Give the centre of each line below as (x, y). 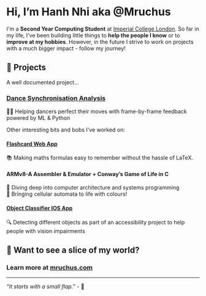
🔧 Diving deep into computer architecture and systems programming (93, 188)
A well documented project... (43, 82)
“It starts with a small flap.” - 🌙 (45, 287)
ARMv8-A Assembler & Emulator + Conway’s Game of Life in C (88, 174)
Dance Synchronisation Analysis (56, 98)
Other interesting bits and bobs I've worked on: (66, 130)
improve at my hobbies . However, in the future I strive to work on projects (100, 42)
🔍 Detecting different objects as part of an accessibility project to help (96, 222)
